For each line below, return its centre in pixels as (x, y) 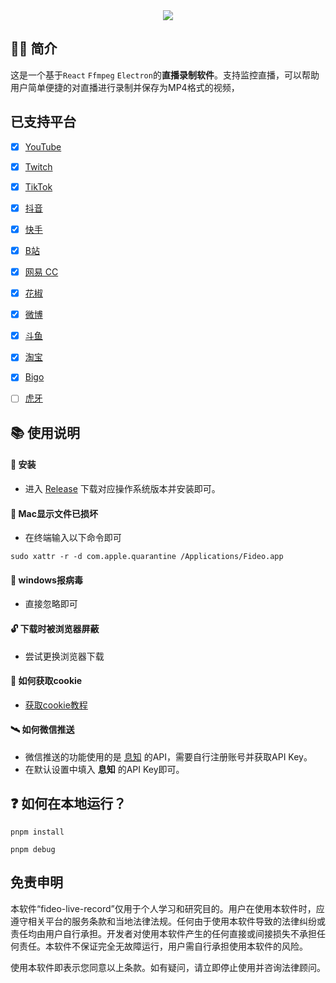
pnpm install (37, 832)
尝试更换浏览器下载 (64, 656)
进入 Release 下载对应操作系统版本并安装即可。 (122, 489)
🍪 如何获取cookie (46, 681)
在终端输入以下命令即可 (73, 538)
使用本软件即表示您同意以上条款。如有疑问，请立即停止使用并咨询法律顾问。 (168, 967)
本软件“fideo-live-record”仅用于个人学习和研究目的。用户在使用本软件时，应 (167, 908)
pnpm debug (33, 849)
